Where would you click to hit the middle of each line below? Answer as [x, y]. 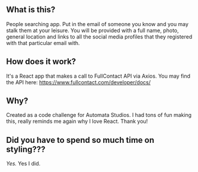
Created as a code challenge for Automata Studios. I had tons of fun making [99, 115]
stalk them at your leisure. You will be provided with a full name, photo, [92, 30]
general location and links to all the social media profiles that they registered [99, 36]
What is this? [31, 10]
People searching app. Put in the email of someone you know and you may [97, 24]
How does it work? [41, 62]
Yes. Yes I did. [23, 164]
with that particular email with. [43, 43]
